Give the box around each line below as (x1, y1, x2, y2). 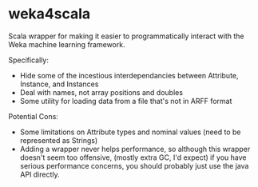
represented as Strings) (19, 135, 98, 145)
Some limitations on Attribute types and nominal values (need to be (19, 127, 241, 137)
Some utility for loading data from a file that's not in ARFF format (19, 96, 232, 105)
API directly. (19, 169, 60, 179)
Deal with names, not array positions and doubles (19, 87, 184, 97)
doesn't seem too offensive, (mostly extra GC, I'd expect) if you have (19, 153, 247, 162)
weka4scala (8, 5, 91, 23)
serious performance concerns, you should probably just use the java (19, 161, 249, 170)
